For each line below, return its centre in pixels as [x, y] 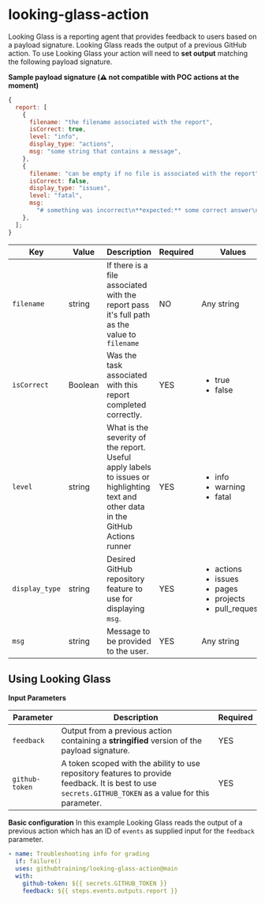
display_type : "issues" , [70, 188]
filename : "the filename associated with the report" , [121, 122]
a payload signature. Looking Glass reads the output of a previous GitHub [127, 44]
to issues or [128, 476]
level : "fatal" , [56, 195]
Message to [128, 631]
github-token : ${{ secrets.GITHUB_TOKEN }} [95, 883]
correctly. [124, 415]
